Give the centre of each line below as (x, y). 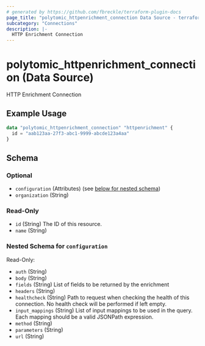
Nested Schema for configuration (57, 246)
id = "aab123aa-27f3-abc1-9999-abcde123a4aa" (71, 133)
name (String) (31, 231)
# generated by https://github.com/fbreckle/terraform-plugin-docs (94, 12)
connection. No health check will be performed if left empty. (91, 304)
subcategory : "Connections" (42, 23)
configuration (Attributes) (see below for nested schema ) (88, 189)
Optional (19, 175)
